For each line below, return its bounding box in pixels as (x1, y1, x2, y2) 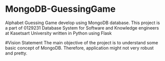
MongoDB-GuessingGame (5, 3, 116, 15)
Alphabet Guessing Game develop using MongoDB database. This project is (5, 20, 160, 26)
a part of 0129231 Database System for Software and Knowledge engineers (5, 25, 160, 30)
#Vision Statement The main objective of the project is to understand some (5, 39, 159, 45)
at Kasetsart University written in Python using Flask (5, 30, 112, 36)
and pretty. (5, 50, 28, 56)
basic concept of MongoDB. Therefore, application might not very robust (5, 45, 154, 51)
